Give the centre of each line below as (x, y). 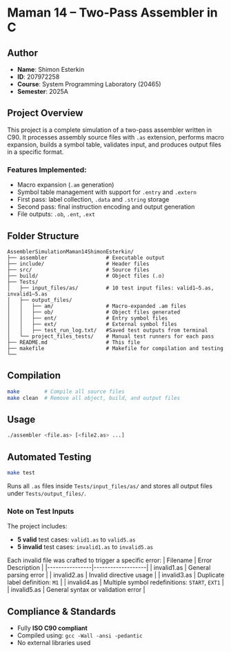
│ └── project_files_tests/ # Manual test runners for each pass (111, 336)
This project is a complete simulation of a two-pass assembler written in (110, 130)
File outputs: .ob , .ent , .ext (56, 214)
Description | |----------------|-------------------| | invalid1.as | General (109, 568)
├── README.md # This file (73, 342)
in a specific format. (36, 152)
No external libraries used (54, 642)
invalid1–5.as (28, 294)
